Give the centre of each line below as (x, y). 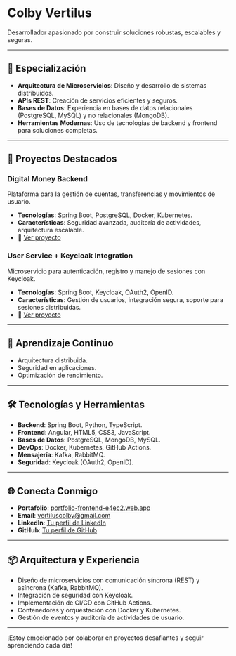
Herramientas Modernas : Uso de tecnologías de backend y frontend (117, 123)
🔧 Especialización (47, 68)
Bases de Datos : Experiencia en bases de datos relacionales (105, 107)
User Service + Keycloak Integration (70, 256)
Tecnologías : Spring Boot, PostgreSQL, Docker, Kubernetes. (105, 215)
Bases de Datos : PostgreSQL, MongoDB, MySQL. (89, 440)
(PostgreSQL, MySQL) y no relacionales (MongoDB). (93, 115)
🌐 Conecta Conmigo (53, 491)
